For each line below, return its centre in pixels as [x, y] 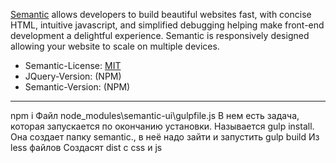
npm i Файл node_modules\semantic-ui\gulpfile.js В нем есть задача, [155, 115]
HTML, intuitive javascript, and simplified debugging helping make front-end [167, 25]
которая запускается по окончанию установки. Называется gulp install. [162, 126]
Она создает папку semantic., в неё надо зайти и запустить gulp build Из [165, 137]
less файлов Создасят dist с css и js [86, 147]
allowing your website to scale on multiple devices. [115, 46]
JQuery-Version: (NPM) [73, 76]
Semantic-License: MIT [73, 65]
